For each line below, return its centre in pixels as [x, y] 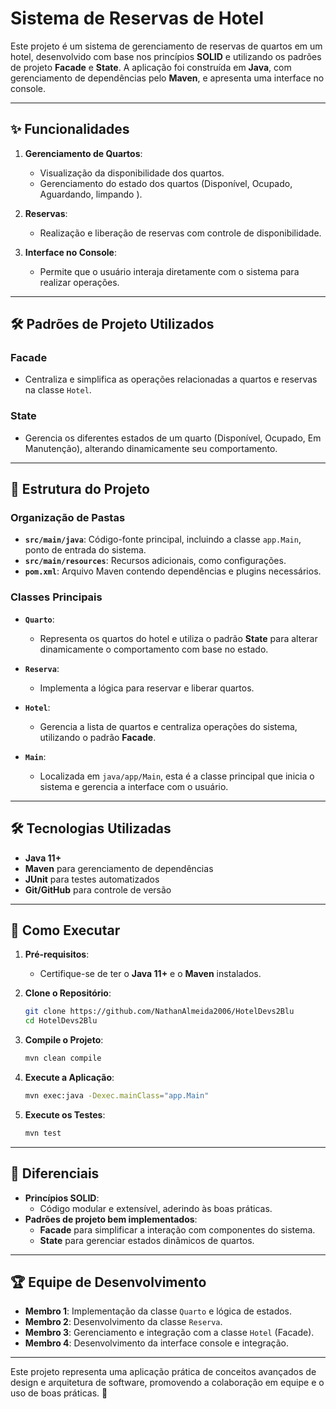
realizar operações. [79, 282]
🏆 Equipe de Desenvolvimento [108, 1282]
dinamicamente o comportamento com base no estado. [154, 649]
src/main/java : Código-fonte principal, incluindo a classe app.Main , [163, 539]
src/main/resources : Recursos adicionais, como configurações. [155, 561]
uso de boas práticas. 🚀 [59, 1393]
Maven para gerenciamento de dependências [119, 868]
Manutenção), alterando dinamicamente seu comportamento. [151, 448]
